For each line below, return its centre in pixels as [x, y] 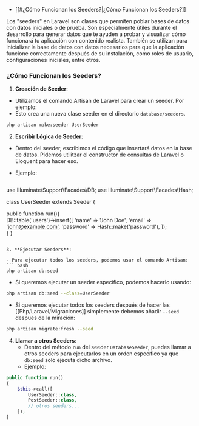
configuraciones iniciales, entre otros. [53, 60]
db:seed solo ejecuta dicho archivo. [68, 360]
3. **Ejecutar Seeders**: [39, 250]
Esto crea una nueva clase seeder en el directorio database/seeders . [100, 114]
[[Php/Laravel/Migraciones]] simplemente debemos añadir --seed [97, 312]
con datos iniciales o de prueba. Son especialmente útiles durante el [92, 28]
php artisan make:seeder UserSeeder [52, 125]
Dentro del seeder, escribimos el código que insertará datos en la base [103, 148]
